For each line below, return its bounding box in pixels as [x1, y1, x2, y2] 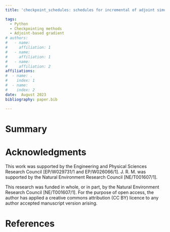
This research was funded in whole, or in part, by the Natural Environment [5, 184, 159, 190]
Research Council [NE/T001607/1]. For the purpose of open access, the [5, 189, 154, 195]
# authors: [5, 36, 28, 41]
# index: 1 [5, 78, 35, 83]
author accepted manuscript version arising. [5, 200, 98, 206]
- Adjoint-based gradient [10, 31, 65, 36]
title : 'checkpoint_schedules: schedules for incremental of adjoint [5, 7, 155, 13]
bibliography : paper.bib [5, 97, 58, 102]
